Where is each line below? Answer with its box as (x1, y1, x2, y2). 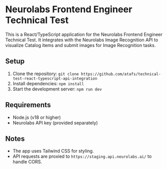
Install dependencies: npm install (12, 80, 84, 86)
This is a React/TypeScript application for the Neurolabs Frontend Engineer (5, 31, 163, 37)
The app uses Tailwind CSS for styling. (12, 148, 94, 154)
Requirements (5, 101, 51, 109)
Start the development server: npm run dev (12, 86, 102, 92)
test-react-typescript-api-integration (12, 76, 98, 81)
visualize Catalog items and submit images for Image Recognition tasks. (5, 42, 156, 48)
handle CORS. (12, 159, 42, 165)
